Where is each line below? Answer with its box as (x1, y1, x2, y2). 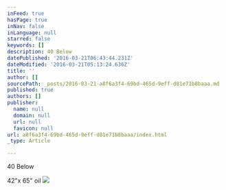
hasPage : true (7, 16, 48, 23)
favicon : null (13, 125, 54, 132)
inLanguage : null (7, 29, 57, 36)
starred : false (7, 36, 51, 43)
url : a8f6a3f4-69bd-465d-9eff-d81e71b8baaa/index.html (7, 131, 168, 138)
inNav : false (7, 23, 45, 29)
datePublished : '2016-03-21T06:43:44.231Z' (7, 55, 134, 62)
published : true (7, 86, 54, 93)
